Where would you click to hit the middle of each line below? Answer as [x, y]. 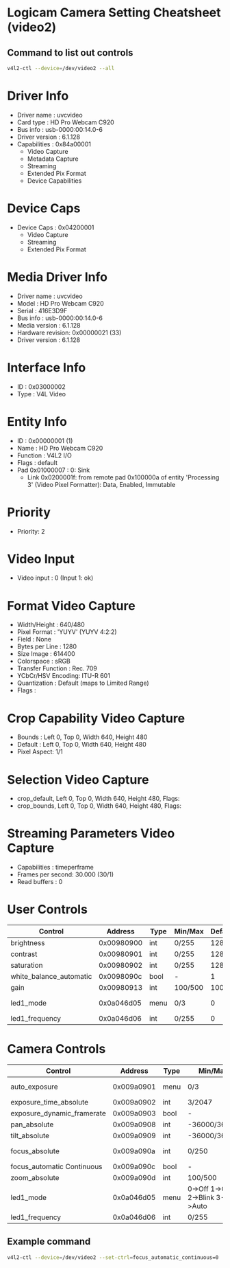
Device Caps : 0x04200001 [55, 227]
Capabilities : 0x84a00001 [54, 144]
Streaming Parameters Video [91, 834]
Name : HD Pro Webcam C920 [60, 448]
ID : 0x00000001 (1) [45, 440]
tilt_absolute [30, 1136]
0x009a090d [134, 1178]
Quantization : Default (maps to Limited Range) [83, 683]
